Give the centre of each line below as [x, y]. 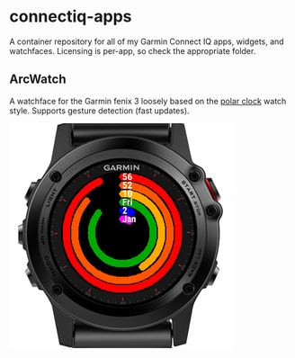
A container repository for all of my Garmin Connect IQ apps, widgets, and [147, 41]
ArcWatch [38, 80]
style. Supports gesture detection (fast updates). [100, 111]
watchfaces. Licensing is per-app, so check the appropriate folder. [133, 50]
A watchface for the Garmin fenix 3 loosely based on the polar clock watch [148, 101]
